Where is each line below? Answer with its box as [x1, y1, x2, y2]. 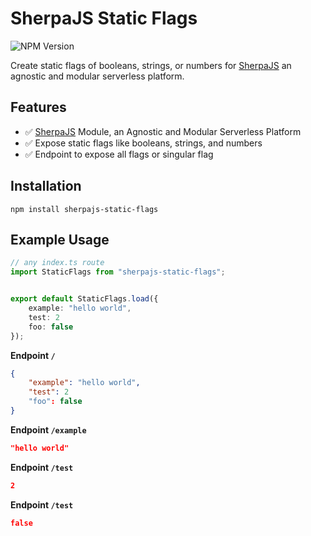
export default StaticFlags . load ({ [10, 294, 159, 304]
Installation [10, 178, 82, 195]
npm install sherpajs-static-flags [10, 204, 159, 214]
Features [10, 99, 67, 116]
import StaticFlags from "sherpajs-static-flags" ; [10, 267, 226, 277]
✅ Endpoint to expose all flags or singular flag [24, 148, 214, 160]
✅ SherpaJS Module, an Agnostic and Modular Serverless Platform [24, 125, 302, 137]
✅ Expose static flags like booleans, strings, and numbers [24, 137, 263, 149]
